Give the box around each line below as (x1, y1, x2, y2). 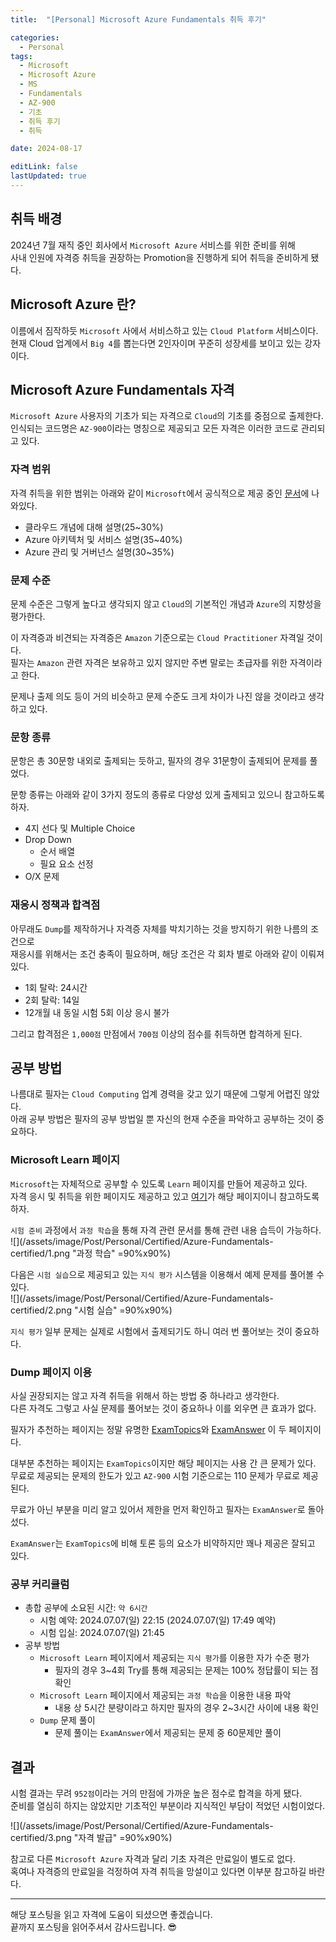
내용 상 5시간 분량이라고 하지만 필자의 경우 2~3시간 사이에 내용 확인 (54, 1702, 320, 1714)
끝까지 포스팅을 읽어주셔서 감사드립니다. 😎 (10, 1921, 178, 1933)
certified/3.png (10, 1832, 72, 1844)
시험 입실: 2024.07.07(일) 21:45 (39, 1627, 165, 1639)
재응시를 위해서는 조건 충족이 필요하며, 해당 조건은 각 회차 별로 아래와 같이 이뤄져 (10, 947, 325, 960)
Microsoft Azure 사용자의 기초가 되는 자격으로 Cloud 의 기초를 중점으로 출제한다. (10, 410, 324, 422)
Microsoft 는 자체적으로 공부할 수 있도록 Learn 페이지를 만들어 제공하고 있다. (10, 1177, 308, 1190)
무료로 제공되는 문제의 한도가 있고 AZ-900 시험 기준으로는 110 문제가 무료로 (10, 1469, 301, 1481)
